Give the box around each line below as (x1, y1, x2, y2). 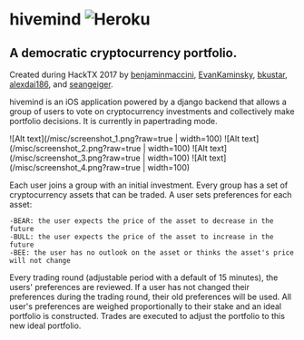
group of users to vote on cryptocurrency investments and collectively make (9, 106, 295, 117)
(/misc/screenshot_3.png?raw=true (9, 152, 141, 163)
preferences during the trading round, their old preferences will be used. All (9, 291, 292, 302)
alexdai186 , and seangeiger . (9, 79, 113, 90)
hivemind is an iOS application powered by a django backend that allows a (9, 96, 288, 107)
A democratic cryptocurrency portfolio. (9, 45, 238, 61)
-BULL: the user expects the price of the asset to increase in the (9, 232, 274, 241)
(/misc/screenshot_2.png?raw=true (9, 143, 142, 153)
